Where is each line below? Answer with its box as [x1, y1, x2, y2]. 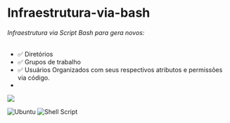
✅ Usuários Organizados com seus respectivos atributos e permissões [17, 66, 223, 74]
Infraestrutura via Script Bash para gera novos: [7, 28, 145, 36]
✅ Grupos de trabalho [17, 58, 81, 66]
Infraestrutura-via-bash [7, 5, 151, 21]
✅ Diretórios [17, 50, 53, 59]
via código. [17, 73, 51, 82]
